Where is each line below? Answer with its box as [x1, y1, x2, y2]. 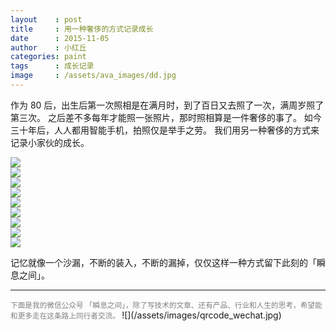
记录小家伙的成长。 [10, 136, 90, 148]
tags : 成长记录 [10, 61, 95, 71]
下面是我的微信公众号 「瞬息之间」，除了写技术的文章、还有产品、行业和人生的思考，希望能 [10, 300, 323, 310]
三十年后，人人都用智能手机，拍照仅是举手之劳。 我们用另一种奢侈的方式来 [10, 124, 320, 136]
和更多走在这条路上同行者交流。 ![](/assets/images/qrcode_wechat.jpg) [10, 309, 282, 321]
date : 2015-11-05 [10, 33, 110, 43]
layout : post [10, 14, 83, 25]
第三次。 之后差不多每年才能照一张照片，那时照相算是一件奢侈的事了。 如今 [10, 111, 322, 123]
